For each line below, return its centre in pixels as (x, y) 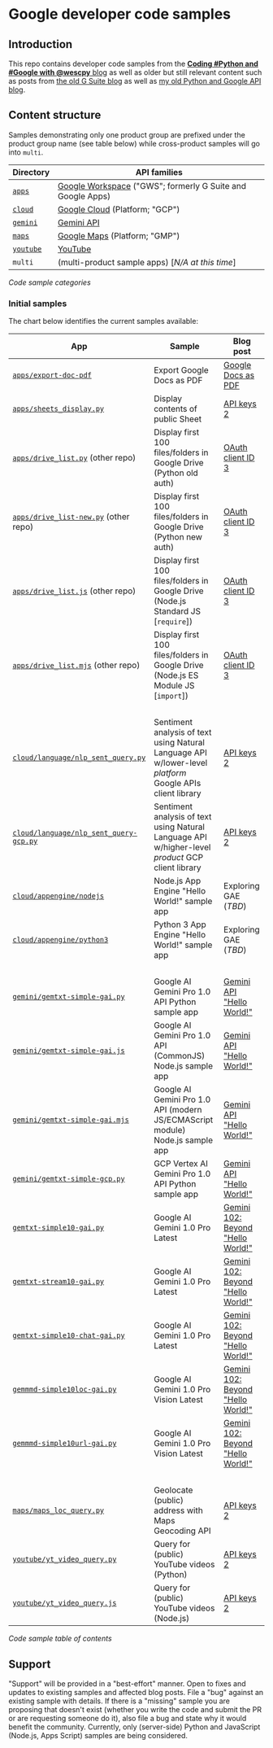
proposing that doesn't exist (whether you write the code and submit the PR (135, 1709)
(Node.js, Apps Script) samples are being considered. (98, 1735)
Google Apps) (84, 196)
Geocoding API (182, 1531)
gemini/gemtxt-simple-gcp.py (69, 1179)
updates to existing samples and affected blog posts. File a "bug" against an (136, 1692)
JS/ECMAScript (184, 1120)
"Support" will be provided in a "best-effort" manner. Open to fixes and (127, 1683)
